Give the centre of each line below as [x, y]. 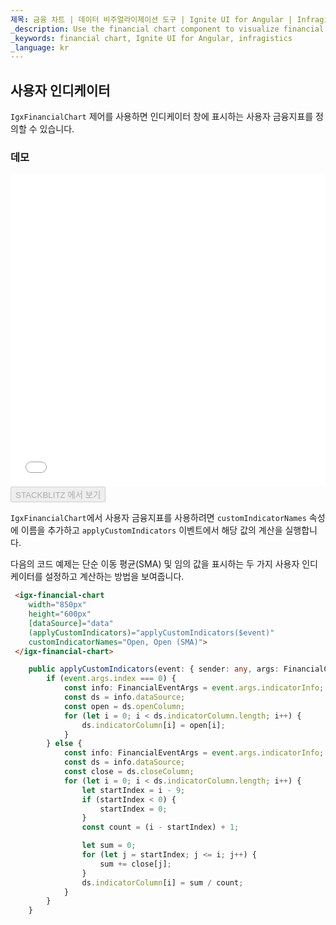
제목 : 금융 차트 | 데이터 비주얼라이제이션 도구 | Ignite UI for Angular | [151, 19]
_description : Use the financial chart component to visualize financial [167, 29]
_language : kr [40, 47]
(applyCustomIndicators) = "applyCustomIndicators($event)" [151, 632]
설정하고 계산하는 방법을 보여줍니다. [114, 577]
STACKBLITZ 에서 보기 [58, 495]
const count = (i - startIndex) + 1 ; [160, 827]
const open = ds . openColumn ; [124, 706]
